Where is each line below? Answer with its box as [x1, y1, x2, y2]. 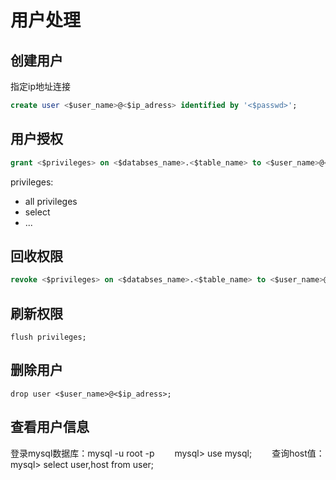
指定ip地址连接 [10, 81, 71, 92]
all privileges [24, 195, 78, 207]
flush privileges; [10, 332, 87, 343]
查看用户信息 [10, 419, 90, 436]
